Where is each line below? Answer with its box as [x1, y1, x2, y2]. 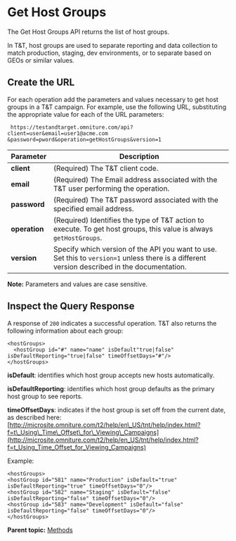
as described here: [7, 413, 62, 421]
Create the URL [7, 77, 75, 89]
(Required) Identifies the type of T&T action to [53, 215, 205, 225]
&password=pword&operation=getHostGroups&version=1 [7, 136, 162, 143]
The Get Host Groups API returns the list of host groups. [7, 27, 170, 36]
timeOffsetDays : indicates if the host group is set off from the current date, [7, 405, 226, 414]
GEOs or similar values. [7, 56, 75, 64]
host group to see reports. [7, 392, 83, 400]
